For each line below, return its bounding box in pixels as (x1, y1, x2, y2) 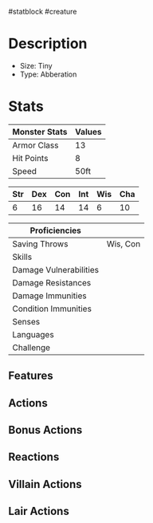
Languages (12, 328, 54, 340)
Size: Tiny (19, 61, 53, 70)
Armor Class (12, 140, 59, 151)
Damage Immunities (12, 290, 87, 301)
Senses (12, 316, 41, 327)
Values (75, 126, 102, 137)
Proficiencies (29, 225, 82, 236)
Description (8, 35, 88, 53)
